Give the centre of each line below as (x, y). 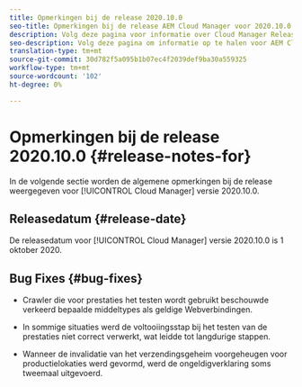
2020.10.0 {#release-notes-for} (130, 156)
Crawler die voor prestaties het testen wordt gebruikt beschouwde (146, 300)
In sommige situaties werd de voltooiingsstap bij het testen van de (145, 327)
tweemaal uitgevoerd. (62, 373)
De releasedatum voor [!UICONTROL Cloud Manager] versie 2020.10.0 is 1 (147, 240)
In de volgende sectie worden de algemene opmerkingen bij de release (141, 181)
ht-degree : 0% (36, 85)
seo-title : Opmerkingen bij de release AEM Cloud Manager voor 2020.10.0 (151, 26)
